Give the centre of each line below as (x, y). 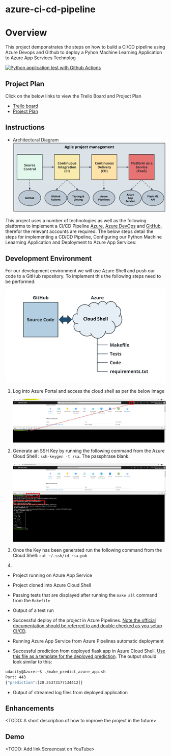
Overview (26, 33)
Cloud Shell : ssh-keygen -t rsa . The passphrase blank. (71, 456)
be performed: (20, 281)
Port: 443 (16, 677)
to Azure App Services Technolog (41, 58)
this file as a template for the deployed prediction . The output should (84, 656)
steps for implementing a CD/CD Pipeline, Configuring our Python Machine (83, 237)
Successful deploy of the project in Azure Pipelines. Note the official (84, 620)
